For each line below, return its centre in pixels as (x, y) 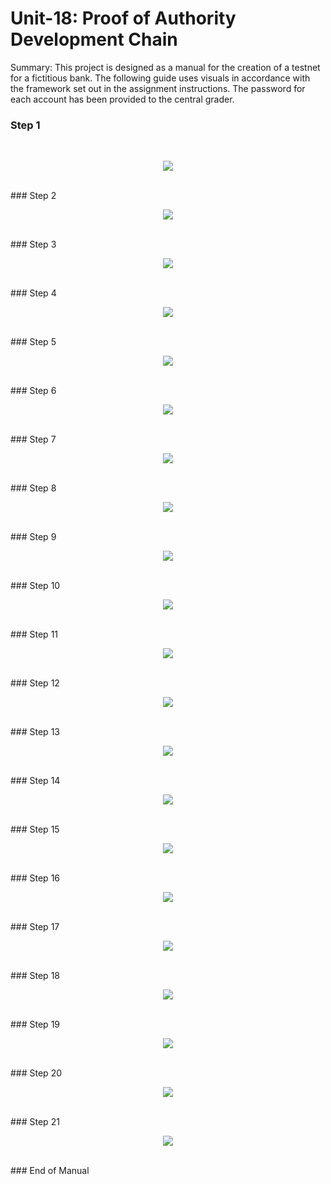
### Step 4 (33, 293)
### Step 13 (35, 732)
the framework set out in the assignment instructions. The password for (158, 88)
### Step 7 (33, 439)
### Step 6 (33, 391)
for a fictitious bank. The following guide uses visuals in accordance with (160, 78)
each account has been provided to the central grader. (122, 99)
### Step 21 (35, 1122)
